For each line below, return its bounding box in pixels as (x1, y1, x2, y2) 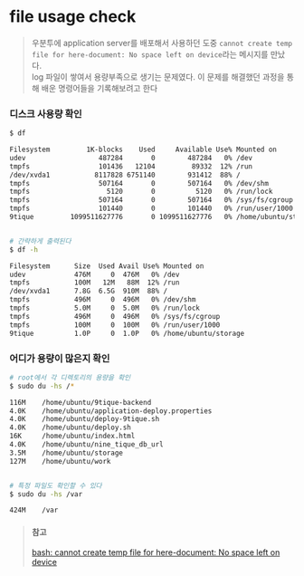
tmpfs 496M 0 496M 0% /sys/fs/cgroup (9, 312, 221, 321)
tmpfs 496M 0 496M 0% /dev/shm (9, 295, 196, 304)
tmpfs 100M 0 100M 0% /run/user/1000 (9, 320, 221, 330)
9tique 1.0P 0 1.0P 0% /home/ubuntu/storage (9, 329, 245, 338)
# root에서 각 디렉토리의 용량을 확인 (9, 373, 131, 382)
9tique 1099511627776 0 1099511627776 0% (9, 213, 233, 222)
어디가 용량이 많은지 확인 (9, 351, 110, 364)
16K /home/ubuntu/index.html (9, 432, 136, 441)
